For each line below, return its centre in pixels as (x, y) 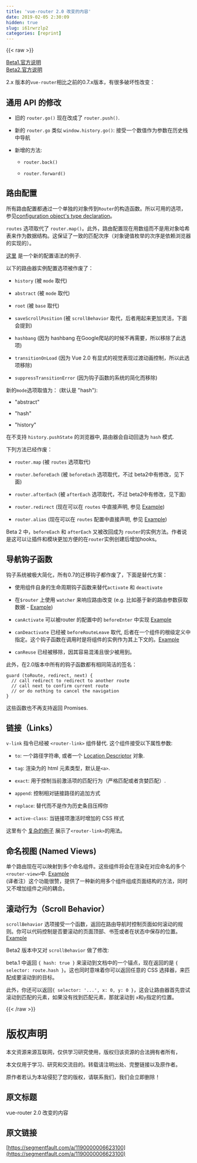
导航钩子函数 (29, 559)
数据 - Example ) (34, 607)
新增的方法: (28, 150)
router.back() (40, 162)
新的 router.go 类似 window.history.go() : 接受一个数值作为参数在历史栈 (101, 130)
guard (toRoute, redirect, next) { (50, 675)
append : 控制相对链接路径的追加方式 (57, 793)
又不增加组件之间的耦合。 (37, 888)
